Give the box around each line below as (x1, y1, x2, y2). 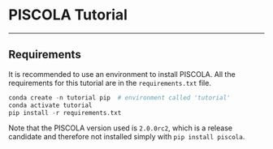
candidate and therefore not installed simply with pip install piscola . (8, 132, 245, 142)
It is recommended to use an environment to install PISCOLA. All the (8, 69, 236, 79)
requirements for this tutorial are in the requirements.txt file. (8, 78, 211, 87)
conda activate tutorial (8, 101, 93, 109)
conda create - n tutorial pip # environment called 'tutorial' (8, 93, 231, 102)
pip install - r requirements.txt (8, 109, 122, 117)
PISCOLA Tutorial (8, 6, 128, 24)
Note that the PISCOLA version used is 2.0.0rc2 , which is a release (8, 123, 233, 133)
